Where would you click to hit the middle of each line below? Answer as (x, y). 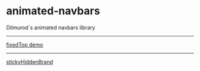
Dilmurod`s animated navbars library (51, 27)
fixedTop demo (25, 44)
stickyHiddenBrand (30, 61)
